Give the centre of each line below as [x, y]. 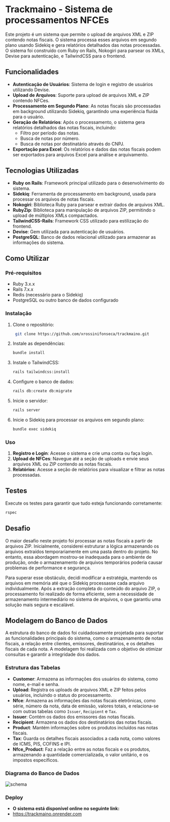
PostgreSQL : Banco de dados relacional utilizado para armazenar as [84, 237]
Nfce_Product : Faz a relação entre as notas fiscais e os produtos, [81, 749]
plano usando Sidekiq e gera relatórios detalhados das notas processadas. [83, 45]
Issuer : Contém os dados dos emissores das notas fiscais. [74, 717]
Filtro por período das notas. [50, 133]
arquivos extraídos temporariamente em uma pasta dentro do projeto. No [82, 552]
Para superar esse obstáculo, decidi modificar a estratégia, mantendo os [81, 578]
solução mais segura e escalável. [40, 605]
